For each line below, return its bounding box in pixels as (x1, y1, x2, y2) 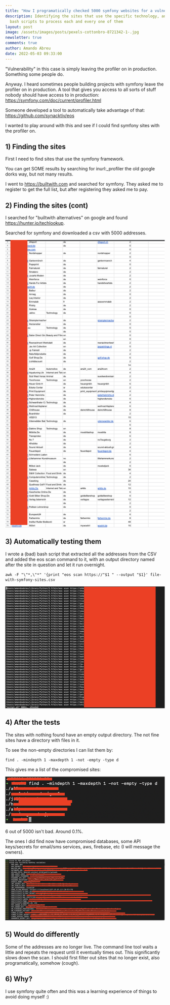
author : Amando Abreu (5, 46, 51, 51)
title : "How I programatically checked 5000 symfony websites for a (5, 8, 153, 13)
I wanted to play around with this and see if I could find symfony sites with (5, 122, 160, 128)
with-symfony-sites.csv (5, 577, 56, 582)
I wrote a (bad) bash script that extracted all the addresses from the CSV (5, 551, 157, 557)
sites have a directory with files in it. (5, 737, 80, 743)
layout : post (5, 24, 33, 29)
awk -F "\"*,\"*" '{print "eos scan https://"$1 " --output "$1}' (5, 572, 148, 577)
